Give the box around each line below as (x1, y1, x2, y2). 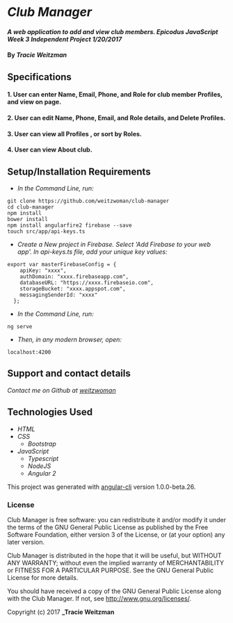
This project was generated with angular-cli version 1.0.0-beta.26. (7, 483, 196, 491)
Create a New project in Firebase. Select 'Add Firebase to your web (17, 240, 211, 248)
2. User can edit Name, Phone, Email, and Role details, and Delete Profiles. (7, 113, 226, 122)
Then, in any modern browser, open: (17, 335, 122, 343)
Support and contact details (7, 368, 131, 380)
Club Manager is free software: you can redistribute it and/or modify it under (7, 515, 227, 524)
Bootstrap (27, 439, 57, 448)
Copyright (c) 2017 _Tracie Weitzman (7, 608, 115, 616)
